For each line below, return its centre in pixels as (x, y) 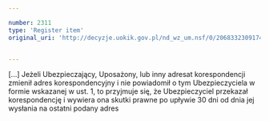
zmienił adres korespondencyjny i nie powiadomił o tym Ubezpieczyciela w (132, 83)
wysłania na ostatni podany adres (64, 108)
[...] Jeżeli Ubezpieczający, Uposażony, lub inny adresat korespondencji (127, 75)
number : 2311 (30, 22)
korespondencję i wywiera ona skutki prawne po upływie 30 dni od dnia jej (131, 100)
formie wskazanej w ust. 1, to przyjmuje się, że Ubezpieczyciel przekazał (128, 91)
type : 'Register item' (46, 30)
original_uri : (32, 38)
